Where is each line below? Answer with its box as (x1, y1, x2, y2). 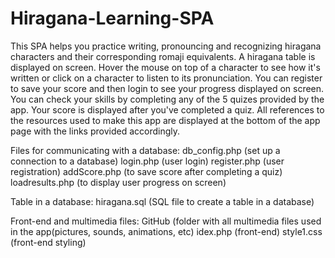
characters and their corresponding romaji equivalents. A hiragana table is (10, 50, 316, 62)
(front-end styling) (10, 236, 87, 248)
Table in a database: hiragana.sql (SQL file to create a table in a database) (10, 195, 315, 207)
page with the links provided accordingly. (10, 125, 181, 137)
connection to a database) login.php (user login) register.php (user (10, 155, 285, 167)
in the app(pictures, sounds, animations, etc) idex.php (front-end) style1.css (10, 225, 323, 237)
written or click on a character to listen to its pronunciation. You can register (10, 72, 323, 84)
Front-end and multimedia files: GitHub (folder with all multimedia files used (10, 215, 322, 227)
